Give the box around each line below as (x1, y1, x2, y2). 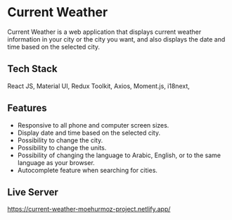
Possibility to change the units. (17, 143, 107, 152)
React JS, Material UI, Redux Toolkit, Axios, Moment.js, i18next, (7, 82, 190, 90)
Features (7, 102, 47, 114)
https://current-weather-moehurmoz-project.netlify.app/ (7, 205, 171, 214)
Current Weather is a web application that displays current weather (7, 28, 202, 36)
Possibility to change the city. (17, 135, 103, 145)
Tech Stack (7, 63, 58, 75)
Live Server (7, 186, 58, 198)
